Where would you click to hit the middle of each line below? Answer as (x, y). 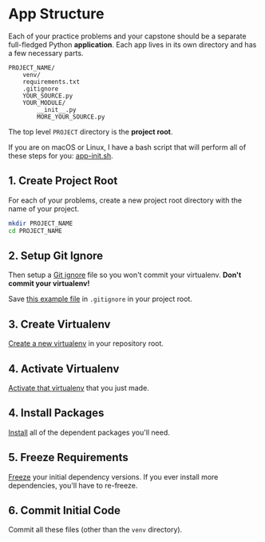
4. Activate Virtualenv (64, 369)
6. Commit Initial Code (65, 510)
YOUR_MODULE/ (44, 102)
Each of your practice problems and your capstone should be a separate (127, 36)
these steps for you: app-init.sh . (61, 155)
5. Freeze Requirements (69, 458)
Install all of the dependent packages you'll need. (89, 432)
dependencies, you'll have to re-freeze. (73, 485)
